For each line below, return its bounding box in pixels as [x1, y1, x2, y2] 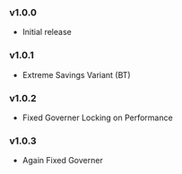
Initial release [22, 27, 72, 38]
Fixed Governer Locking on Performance [22, 112, 173, 123]
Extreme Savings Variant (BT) [22, 69, 132, 80]
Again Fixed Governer [22, 155, 103, 166]
